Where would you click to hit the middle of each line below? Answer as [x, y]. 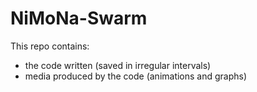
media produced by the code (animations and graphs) [136, 76]
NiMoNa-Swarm [79, 18]
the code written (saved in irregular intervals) [118, 65]
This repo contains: [50, 46]
